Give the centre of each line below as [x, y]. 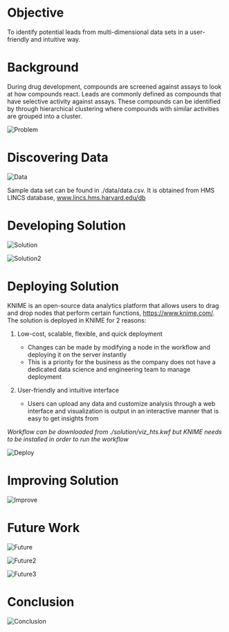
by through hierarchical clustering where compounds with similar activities [113, 108]
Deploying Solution [63, 286]
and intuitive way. [56, 39]
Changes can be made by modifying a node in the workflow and [119, 347]
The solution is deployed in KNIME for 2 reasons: [77, 320]
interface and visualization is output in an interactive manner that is [123, 411]
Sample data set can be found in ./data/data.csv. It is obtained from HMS [111, 190]
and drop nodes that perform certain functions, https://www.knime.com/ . [111, 313]
